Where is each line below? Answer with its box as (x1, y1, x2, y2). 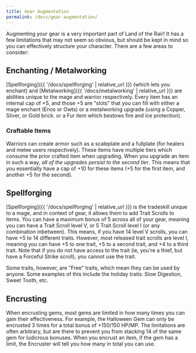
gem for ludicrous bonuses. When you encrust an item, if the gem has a (6, 334, 178, 341)
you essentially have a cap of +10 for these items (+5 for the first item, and (6, 165, 185, 172)
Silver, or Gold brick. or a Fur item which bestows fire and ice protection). (6, 112, 182, 119)
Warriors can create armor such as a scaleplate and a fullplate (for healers (6, 140, 185, 147)
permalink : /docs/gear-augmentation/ (6, 14, 98, 20)
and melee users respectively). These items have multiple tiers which (6, 146, 173, 153)
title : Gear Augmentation (6, 8, 69, 15)
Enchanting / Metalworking (6, 65, 107, 75)
